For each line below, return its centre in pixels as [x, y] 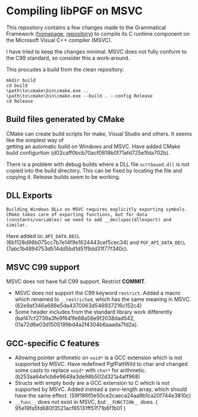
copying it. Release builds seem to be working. [63, 177]
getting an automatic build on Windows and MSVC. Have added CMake [93, 146]
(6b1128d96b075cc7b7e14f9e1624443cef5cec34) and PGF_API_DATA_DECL [96, 242]
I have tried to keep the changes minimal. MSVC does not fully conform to [97, 51]
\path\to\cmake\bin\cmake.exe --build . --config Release [79, 96]
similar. [17, 225]
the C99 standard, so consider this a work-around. [68, 58]
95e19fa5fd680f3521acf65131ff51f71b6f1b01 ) [70, 408]
